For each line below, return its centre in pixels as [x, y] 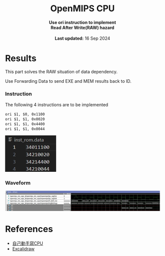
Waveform [18, 183]
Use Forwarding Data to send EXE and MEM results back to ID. [68, 81]
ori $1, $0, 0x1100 [25, 114]
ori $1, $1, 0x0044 [25, 129]
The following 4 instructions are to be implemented [57, 105]
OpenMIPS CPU [82, 9]
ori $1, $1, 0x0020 [25, 119]
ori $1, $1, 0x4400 [25, 124]
